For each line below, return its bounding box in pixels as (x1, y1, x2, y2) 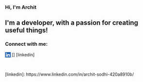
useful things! (5, 26, 48, 35)
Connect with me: (5, 41, 48, 47)
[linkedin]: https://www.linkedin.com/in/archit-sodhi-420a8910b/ (5, 71, 134, 77)
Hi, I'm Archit (5, 4, 37, 11)
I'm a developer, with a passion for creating (5, 19, 138, 27)
